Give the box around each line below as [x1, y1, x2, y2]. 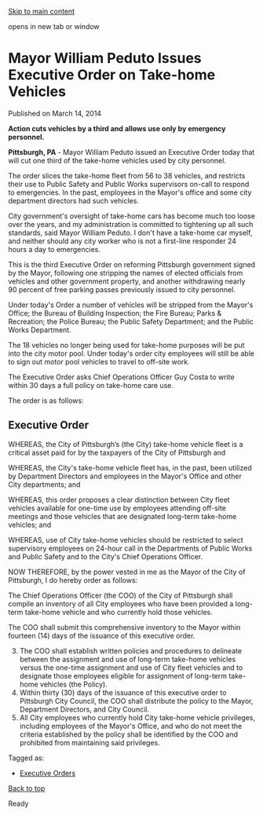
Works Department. [8, 325, 72, 335]
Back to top [8, 783, 46, 792]
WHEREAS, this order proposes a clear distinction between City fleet [8, 495, 230, 504]
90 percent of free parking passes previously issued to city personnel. [8, 284, 236, 294]
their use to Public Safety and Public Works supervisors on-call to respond [8, 179, 250, 188]
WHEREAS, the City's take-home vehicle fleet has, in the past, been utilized [8, 463, 253, 472]
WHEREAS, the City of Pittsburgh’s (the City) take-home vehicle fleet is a [8, 439, 243, 448]
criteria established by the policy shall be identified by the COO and [19, 730, 238, 739]
